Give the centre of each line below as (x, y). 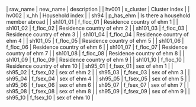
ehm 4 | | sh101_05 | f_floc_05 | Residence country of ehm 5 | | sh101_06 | (95, 41)
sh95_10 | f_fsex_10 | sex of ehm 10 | (50, 97)
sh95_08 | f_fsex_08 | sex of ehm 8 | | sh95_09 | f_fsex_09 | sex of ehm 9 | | (98, 91)
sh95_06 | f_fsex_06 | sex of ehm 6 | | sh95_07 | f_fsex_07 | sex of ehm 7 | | (98, 85)
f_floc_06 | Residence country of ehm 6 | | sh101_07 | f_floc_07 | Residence (97, 47)
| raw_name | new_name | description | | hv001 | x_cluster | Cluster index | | (98, 9)
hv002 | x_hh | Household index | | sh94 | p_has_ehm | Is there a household (98, 15)
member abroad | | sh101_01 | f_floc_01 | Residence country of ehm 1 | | (92, 22)
